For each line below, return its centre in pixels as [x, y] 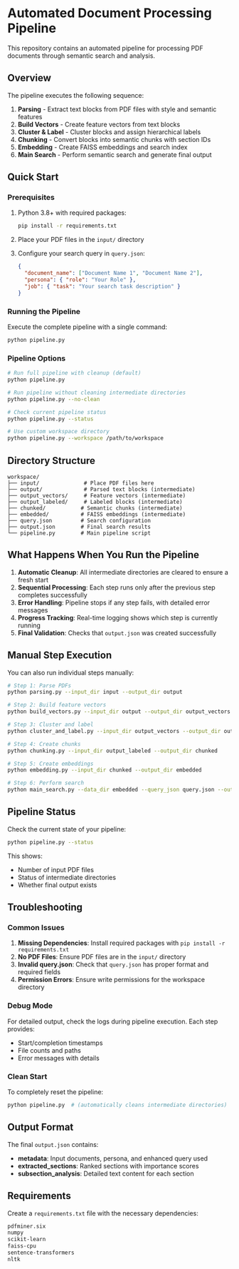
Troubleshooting [45, 907]
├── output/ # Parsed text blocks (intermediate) [101, 489]
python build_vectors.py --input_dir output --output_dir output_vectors [119, 712]
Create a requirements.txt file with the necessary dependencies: [103, 1213]
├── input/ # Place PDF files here [81, 483]
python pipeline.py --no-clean [54, 399]
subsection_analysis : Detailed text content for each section [106, 1173]
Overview [30, 78]
